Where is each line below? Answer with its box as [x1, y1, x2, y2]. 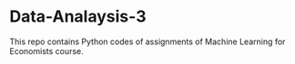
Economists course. [9, 45, 84, 56]
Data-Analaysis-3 [9, 6, 147, 27]
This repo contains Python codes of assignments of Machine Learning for [9, 36, 286, 47]
